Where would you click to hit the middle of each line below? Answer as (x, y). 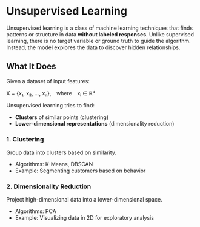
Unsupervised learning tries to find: (51, 105)
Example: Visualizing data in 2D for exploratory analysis (85, 218)
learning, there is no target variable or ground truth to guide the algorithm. (98, 41)
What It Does (31, 66)
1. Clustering (25, 139)
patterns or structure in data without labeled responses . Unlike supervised (100, 34)
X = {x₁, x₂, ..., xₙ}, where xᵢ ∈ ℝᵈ (51, 93)
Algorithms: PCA (35, 211)
